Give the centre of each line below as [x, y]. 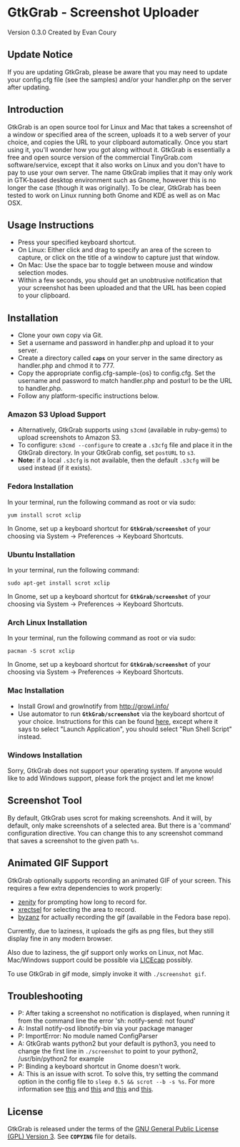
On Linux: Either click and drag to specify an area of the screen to [115, 250]
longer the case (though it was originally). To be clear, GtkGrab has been [114, 187]
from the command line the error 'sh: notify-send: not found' [106, 1021]
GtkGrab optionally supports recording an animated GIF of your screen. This [119, 880]
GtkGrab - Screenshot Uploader [103, 13]
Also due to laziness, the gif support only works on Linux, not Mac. [106, 952]
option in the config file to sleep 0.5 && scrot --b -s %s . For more [116, 1082]
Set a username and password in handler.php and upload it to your [116, 343]
